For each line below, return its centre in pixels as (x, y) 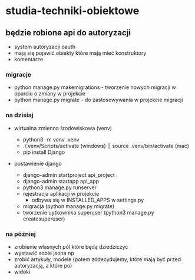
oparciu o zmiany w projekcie (50, 94)
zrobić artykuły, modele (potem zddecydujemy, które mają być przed (97, 259)
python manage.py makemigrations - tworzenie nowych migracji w (95, 87)
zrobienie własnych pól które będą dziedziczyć (71, 246)
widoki (22, 272)
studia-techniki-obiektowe (72, 11)
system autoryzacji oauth (45, 47)
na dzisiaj (19, 115)
